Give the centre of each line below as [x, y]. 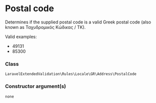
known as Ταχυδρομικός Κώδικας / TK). [45, 27]
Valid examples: [21, 37]
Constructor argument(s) [35, 86]
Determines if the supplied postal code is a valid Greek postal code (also [78, 22]
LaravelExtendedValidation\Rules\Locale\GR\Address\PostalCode [71, 74]
